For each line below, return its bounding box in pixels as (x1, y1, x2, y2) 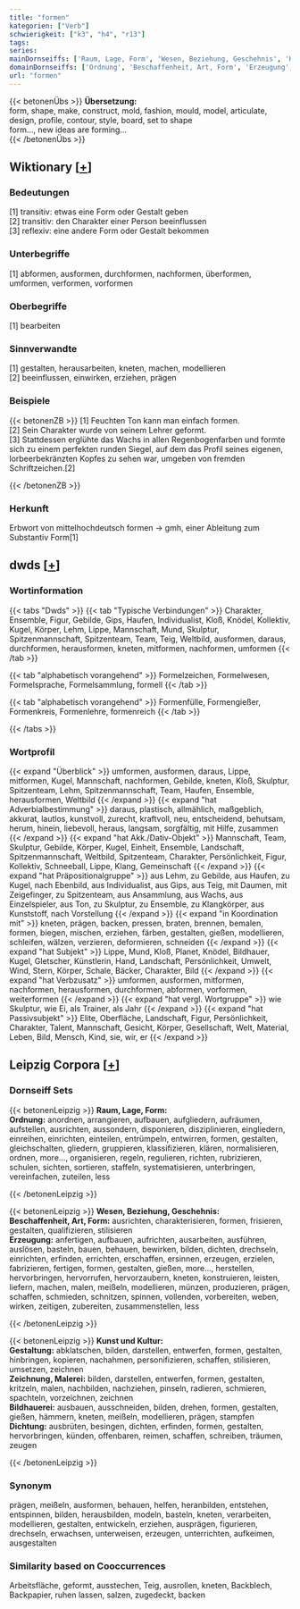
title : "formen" (9, 13, 70, 22)
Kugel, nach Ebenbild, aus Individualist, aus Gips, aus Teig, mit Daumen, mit (9, 879, 287, 890)
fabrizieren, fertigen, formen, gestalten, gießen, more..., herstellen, (9, 1262, 254, 1273)
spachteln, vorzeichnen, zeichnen (9, 1392, 134, 1403)
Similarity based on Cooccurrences (9, 1560, 166, 1572)
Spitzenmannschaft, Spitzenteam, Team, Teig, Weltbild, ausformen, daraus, (9, 633, 287, 644)
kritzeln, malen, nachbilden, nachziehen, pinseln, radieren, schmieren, (9, 1382, 267, 1394)
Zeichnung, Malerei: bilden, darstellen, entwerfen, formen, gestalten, (9, 1373, 265, 1384)
